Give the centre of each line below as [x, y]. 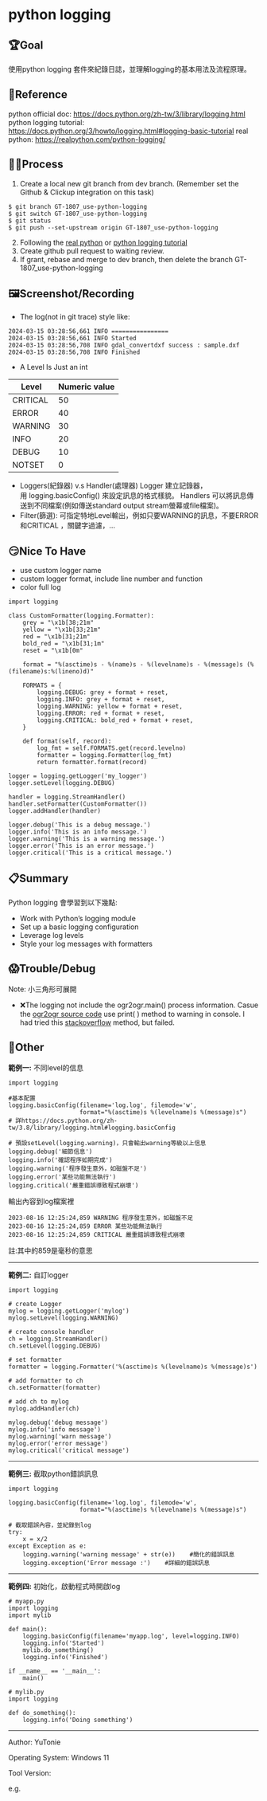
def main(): [28, 1629]
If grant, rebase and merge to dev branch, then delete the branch [126, 259]
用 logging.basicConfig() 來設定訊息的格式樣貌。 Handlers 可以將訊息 [133, 496]
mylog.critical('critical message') [69, 1450]
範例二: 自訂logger [39, 1275]
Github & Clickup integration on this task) [87, 192]
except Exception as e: [48, 1546]
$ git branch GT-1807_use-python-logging [78, 206]
